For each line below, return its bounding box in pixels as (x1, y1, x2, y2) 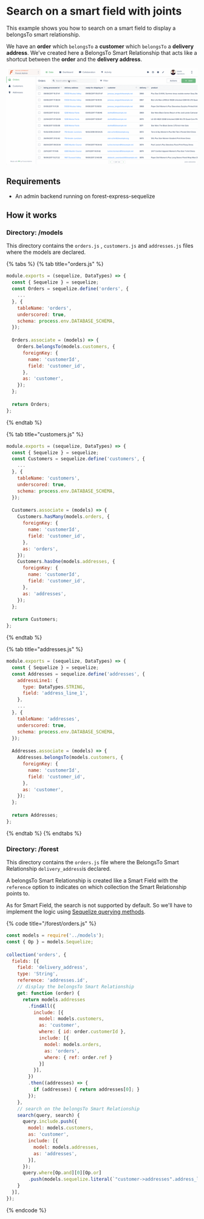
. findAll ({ (28, 1003, 56, 1009)
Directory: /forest (6, 845, 59, 853)
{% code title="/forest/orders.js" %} (6, 920, 97, 927)
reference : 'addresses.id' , (17, 977, 88, 983)
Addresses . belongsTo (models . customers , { (17, 755, 123, 761)
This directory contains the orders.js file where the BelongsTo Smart (6, 859, 179, 866)
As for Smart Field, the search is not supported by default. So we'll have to (6, 902, 192, 909)
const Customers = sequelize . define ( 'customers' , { (12, 456, 146, 462)
